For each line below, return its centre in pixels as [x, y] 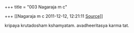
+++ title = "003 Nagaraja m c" [36, 7]
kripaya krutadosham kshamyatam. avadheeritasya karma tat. [67, 25]
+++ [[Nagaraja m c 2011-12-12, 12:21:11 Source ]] [54, 16]
